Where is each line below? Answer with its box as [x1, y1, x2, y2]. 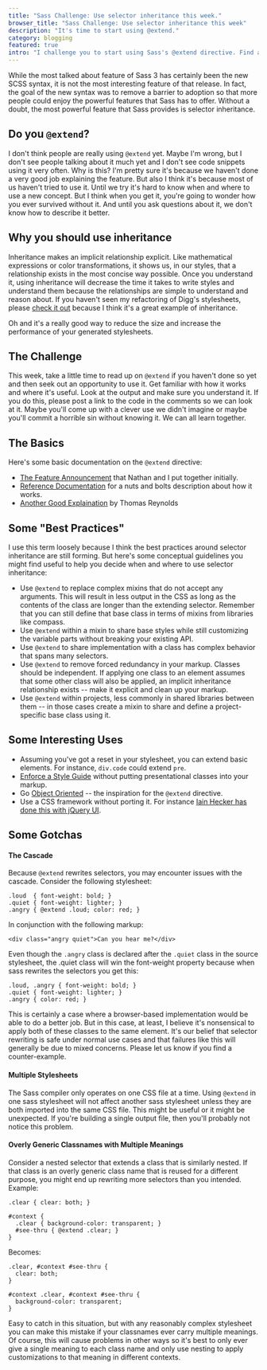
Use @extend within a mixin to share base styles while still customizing [19, 626, 249, 636]
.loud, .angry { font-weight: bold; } [8, 981, 137, 990]
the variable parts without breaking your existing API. [19, 634, 194, 644]
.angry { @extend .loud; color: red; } [8, 906, 141, 914]
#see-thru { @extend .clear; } [15, 1226, 119, 1235]
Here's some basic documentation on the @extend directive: [8, 457, 203, 467]
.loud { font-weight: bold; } [8, 892, 112, 900]
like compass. [19, 617, 66, 627]
